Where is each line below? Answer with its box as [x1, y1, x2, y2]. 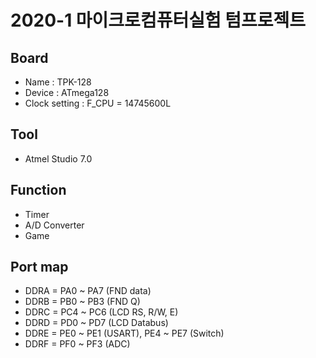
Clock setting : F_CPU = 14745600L [24, 97, 172, 109]
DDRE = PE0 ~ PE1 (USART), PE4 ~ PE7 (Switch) [24, 327, 225, 340]
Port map [10, 259, 69, 276]
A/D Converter [24, 219, 85, 231]
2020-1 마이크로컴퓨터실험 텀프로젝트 [10, 9, 307, 32]
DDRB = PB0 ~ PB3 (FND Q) [24, 296, 141, 308]
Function [10, 182, 67, 199]
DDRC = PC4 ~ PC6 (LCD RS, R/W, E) [24, 306, 179, 318]
